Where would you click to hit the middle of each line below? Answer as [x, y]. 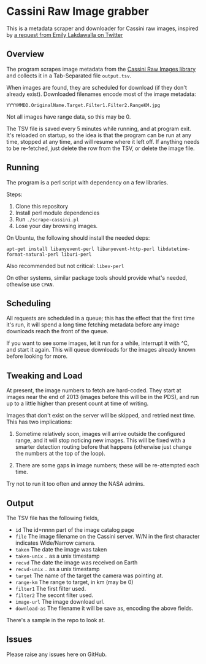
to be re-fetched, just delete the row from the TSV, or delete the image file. [101, 148]
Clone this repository [42, 206]
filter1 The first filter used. [51, 589]
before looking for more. [37, 356]
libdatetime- [174, 249]
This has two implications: [39, 422]
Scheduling [29, 303]
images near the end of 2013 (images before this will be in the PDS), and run [103, 397]
